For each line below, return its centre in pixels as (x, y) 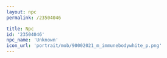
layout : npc (21, 12)
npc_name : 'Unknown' (33, 40)
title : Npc (20, 29)
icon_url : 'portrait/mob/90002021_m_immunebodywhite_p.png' (84, 46)
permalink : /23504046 (34, 18)
